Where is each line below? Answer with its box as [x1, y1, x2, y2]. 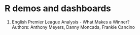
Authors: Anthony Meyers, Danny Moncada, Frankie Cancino [11, 24, 135, 30]
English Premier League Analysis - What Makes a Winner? [11, 19, 130, 25]
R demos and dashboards [4, 3, 111, 14]
